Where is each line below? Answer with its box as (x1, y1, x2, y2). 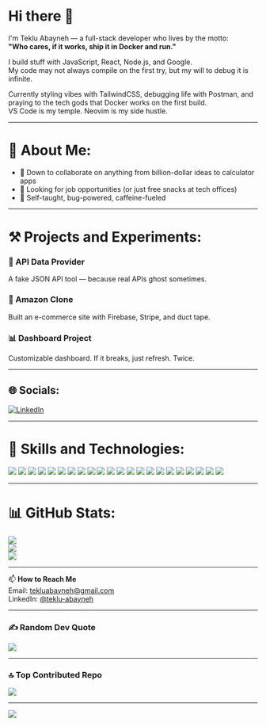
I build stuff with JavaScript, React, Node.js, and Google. (8, 57, 192, 67)
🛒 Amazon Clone (8, 294, 74, 305)
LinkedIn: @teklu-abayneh (8, 594, 93, 603)
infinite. (8, 74, 33, 83)
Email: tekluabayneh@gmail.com (8, 586, 115, 595)
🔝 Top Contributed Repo (8, 669, 103, 680)
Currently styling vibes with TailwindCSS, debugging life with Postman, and (8, 89, 254, 98)
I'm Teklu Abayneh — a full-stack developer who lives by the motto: (8, 33, 230, 43)
